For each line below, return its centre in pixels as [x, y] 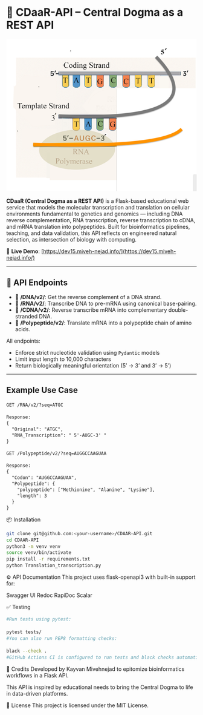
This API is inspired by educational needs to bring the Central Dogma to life [100, 687]
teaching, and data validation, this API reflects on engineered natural [92, 233]
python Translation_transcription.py [54, 565]
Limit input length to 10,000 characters [63, 359]
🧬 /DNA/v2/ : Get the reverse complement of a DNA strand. [88, 297]
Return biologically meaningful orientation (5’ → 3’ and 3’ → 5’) [93, 365]
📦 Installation [24, 519]
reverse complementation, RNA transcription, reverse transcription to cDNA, [101, 220]
